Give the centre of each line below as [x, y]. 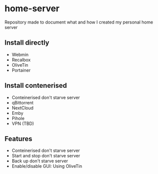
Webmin [20, 54]
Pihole [18, 118]
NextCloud [23, 108]
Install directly [27, 43]
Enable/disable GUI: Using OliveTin [47, 166]
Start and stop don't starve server [46, 156]
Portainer [21, 70]
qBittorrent [23, 102]
